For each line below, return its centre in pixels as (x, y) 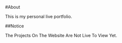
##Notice (15, 26)
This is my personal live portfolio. (39, 16)
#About (13, 7)
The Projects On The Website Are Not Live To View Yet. (61, 35)
